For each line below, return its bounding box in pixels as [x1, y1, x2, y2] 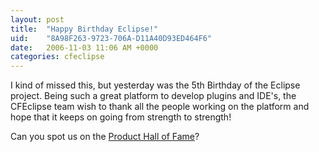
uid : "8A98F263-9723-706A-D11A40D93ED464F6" [10, 33, 213, 43]
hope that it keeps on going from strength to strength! [10, 111, 232, 123]
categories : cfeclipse [10, 52, 105, 62]
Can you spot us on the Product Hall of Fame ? [10, 131, 200, 143]
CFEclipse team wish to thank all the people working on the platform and [10, 101, 310, 113]
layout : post [10, 14, 65, 25]
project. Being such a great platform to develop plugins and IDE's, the [10, 90, 297, 102]
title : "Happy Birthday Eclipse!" [10, 24, 159, 34]
